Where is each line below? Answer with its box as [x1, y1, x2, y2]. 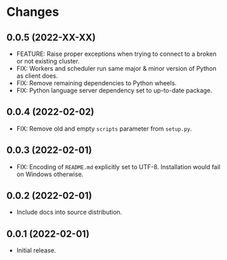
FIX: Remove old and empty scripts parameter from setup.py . [16, 124, 193, 133]
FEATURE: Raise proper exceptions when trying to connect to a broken [16, 50, 217, 58]
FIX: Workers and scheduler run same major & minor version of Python [16, 65, 217, 72]
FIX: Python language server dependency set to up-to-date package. [16, 87, 213, 94]
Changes [6, 4, 59, 20]
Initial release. [16, 246, 56, 254]
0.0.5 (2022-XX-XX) [6, 32, 96, 43]
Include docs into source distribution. [16, 208, 122, 217]
